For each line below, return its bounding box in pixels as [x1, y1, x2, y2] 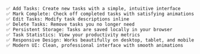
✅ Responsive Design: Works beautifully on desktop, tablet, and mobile [6, 37, 195, 43]
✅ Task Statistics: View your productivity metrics [6, 32, 140, 38]
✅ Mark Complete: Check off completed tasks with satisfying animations [6, 11, 195, 17]
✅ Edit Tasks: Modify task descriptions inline [6, 16, 130, 22]
